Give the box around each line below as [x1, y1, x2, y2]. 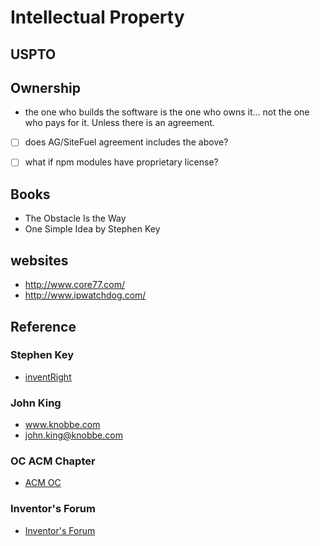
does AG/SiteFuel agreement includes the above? [24, 136, 229, 148]
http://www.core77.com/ [24, 279, 125, 291]
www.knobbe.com [24, 419, 101, 431]
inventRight [24, 371, 72, 383]
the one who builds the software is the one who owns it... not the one [24, 106, 310, 118]
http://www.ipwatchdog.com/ [24, 289, 147, 301]
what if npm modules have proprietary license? [24, 156, 219, 168]
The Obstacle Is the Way [24, 212, 127, 225]
